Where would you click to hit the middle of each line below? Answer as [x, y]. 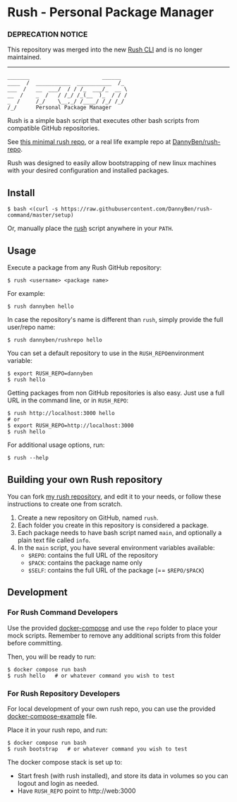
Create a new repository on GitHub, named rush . [88, 517]
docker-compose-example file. [52, 716]
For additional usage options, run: [56, 445]
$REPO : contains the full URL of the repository [93, 555]
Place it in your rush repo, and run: [57, 730]
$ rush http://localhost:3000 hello [61, 414]
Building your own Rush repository [85, 480]
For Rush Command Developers [63, 613]
